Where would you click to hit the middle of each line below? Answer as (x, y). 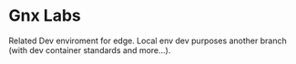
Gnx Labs (45, 16)
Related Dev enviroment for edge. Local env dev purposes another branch (148, 41)
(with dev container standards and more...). (90, 50)
